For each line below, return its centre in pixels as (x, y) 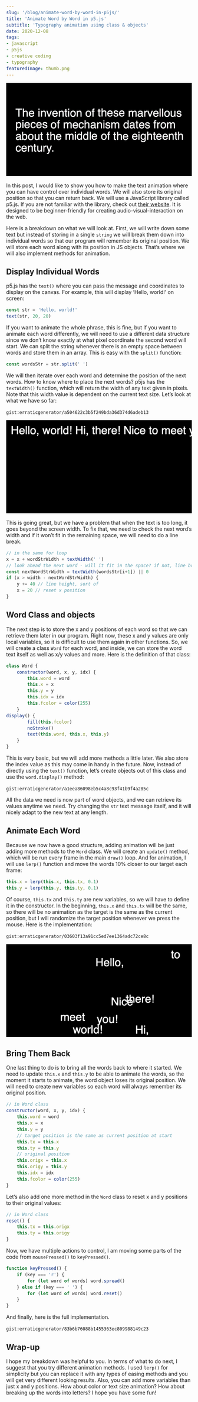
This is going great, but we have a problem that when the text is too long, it (97, 522)
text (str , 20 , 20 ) (29, 316)
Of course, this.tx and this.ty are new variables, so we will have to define (98, 899)
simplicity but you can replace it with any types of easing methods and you (97, 1374)
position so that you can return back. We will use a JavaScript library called (98, 198)
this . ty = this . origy (43, 1233)
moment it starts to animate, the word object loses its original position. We (96, 1080)
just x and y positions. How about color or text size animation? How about (95, 1386)
